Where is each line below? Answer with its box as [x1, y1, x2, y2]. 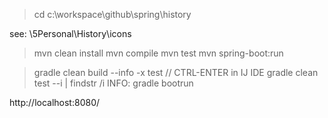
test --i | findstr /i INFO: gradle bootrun [33, 77, 194, 89]
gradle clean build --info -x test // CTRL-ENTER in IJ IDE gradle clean [33, 67, 319, 78]
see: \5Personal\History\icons [9, 28, 132, 39]
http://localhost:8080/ [9, 97, 101, 108]
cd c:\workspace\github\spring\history [33, 9, 192, 20]
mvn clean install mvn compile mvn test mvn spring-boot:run [33, 47, 284, 59]
